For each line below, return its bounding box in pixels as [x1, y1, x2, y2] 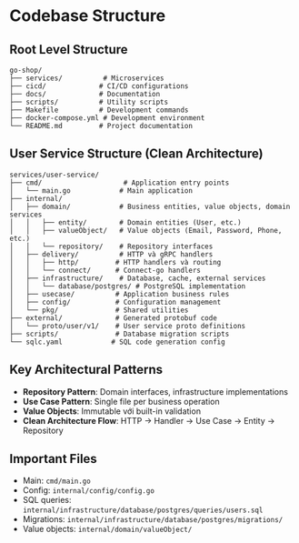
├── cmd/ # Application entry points [9, 178, 230, 187]
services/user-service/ [9, 170, 100, 179]
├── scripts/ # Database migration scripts [9, 329, 230, 338]
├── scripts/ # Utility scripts [9, 97, 169, 106]
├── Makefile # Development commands [9, 106, 189, 115]
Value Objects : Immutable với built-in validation [22, 406, 202, 417]
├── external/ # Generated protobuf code [9, 313, 218, 323]
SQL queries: [22, 495, 72, 506]
